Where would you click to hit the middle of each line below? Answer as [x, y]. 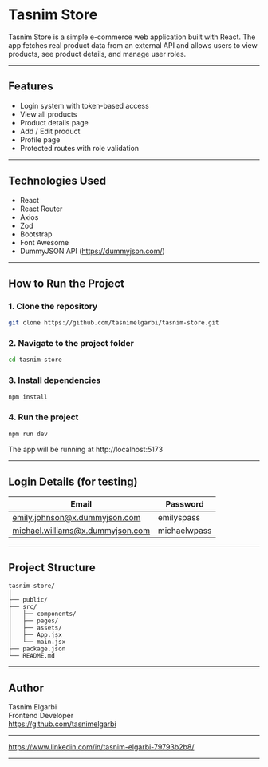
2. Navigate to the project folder [71, 344]
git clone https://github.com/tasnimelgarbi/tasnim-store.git [114, 323]
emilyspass [179, 518]
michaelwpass [185, 531]
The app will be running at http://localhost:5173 [86, 449]
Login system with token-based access [84, 105]
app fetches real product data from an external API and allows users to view [133, 45]
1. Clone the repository [53, 306]
